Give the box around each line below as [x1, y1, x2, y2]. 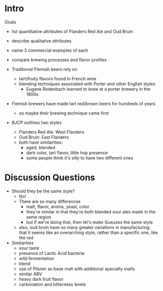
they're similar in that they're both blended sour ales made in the [26, 209, 156, 214]
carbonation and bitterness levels [18, 281, 86, 287]
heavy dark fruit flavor [18, 276, 64, 282]
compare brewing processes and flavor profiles [11, 57, 107, 62]
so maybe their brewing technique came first [18, 110, 109, 116]
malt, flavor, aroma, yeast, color [26, 203, 90, 210]
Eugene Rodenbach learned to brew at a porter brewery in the [26, 86, 151, 92]
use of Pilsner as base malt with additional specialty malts [18, 266, 135, 272]
